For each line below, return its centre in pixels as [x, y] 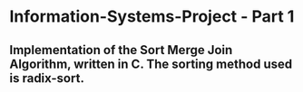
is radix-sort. [47, 78]
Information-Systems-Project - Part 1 [152, 17]
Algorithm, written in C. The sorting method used [151, 64]
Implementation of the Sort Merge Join [121, 50]
